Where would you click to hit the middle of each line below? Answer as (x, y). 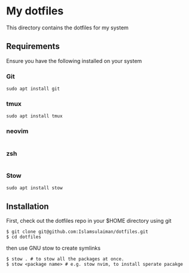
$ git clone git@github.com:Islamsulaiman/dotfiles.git (77, 232)
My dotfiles (35, 11)
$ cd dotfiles (24, 237)
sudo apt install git (33, 89)
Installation (28, 206)
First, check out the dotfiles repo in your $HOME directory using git (89, 221)
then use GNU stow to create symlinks (53, 248)
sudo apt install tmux (34, 116)
